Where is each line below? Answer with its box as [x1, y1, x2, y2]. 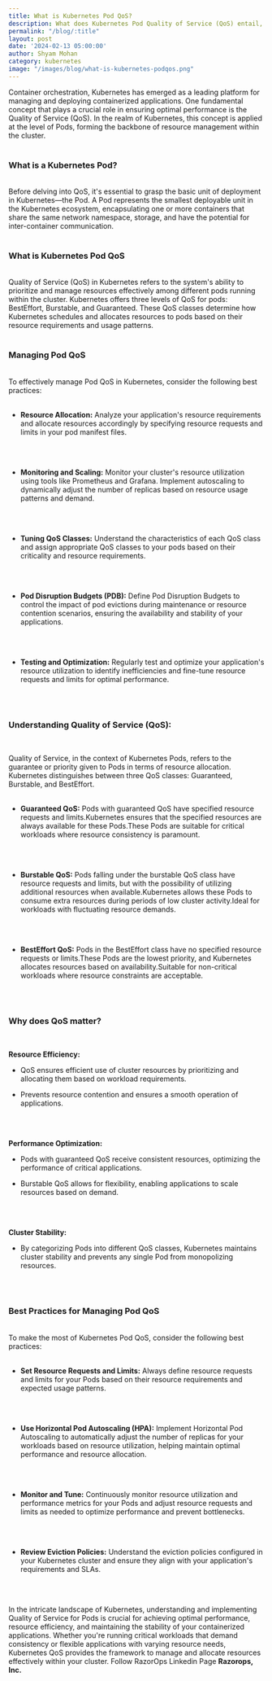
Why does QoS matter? [8, 1015, 101, 1027]
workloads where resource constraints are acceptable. [19, 970, 204, 980]
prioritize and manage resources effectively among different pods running [8, 286, 256, 295]
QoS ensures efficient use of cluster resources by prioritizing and [19, 1066, 240, 1075]
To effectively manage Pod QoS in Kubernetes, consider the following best [8, 376, 257, 387]
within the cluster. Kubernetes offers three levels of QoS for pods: [8, 295, 228, 304]
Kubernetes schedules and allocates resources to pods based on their [8, 312, 244, 322]
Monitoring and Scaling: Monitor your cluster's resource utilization [19, 467, 245, 477]
